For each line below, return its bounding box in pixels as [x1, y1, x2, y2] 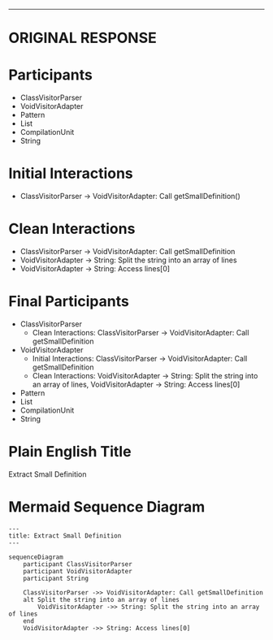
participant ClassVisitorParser [23, 560, 132, 569]
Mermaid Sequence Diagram [8, 498, 206, 517]
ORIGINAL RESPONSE [8, 29, 157, 47]
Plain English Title [8, 443, 132, 461]
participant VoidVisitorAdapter [23, 567, 132, 575]
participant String [23, 574, 89, 582]
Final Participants [8, 292, 130, 311]
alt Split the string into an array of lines [23, 595, 180, 603]
